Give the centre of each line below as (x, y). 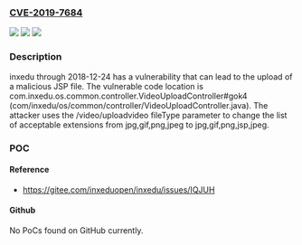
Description (36, 57)
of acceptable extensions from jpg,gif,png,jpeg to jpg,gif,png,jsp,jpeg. (139, 125)
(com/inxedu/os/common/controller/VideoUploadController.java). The (139, 105)
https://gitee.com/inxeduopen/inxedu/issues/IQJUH (118, 189)
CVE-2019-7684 (46, 13)
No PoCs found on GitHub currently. (76, 230)
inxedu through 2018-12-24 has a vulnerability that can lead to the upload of (151, 76)
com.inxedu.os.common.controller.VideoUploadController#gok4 (128, 96)
